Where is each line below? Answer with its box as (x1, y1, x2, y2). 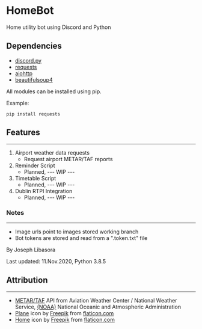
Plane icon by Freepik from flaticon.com (14, 309, 114, 316)
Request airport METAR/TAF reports (23, 155, 113, 162)
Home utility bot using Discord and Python (6, 23, 111, 31)
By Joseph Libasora (6, 246, 56, 253)
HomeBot (6, 4, 54, 17)
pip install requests (6, 111, 61, 117)
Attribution (6, 275, 48, 286)
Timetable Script (14, 174, 57, 182)
